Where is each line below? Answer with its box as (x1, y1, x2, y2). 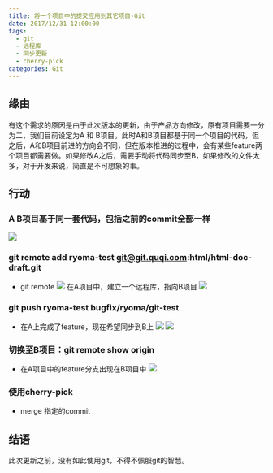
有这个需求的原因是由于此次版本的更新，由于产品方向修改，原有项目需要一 (8, 119, 258, 130)
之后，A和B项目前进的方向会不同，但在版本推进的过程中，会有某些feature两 (8, 140, 262, 150)
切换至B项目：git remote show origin (8, 344, 155, 355)
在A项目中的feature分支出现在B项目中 (19, 364, 147, 374)
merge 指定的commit (19, 406, 91, 416)
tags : (8, 27, 27, 35)
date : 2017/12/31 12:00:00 (8, 20, 100, 28)
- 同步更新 (15, 50, 48, 58)
